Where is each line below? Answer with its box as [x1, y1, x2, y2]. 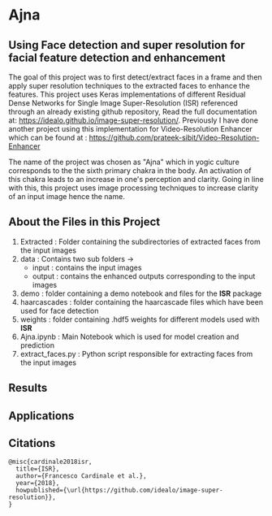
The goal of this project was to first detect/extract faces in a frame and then [8, 72, 262, 82]
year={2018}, [15, 479, 60, 488]
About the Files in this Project [8, 215, 161, 229]
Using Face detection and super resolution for [8, 38, 245, 52]
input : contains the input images [32, 262, 142, 272]
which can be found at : [8, 132, 88, 142]
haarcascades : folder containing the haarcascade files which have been [19, 297, 264, 306]
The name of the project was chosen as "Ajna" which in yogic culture [8, 157, 240, 167]
